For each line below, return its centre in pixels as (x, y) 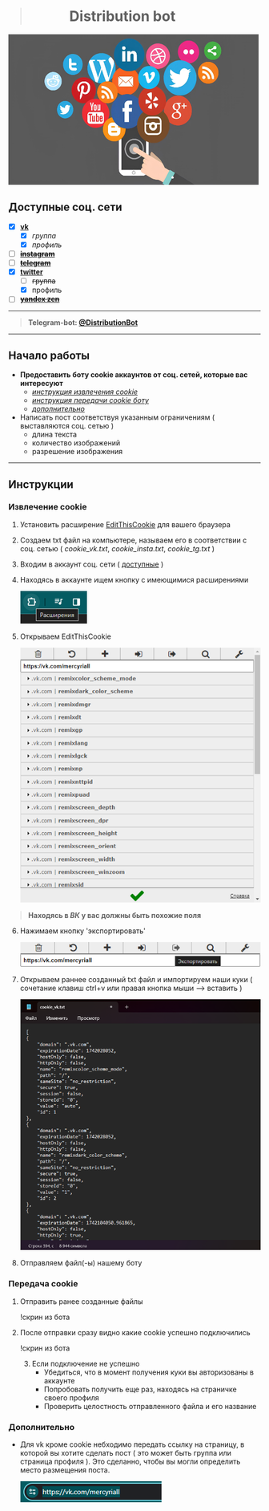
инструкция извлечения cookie (85, 392)
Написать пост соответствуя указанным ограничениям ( (117, 417)
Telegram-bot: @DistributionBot (83, 323)
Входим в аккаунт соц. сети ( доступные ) (92, 564)
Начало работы (49, 355)
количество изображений (76, 443)
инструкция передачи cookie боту (90, 400)
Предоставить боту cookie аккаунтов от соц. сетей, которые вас (134, 375)
